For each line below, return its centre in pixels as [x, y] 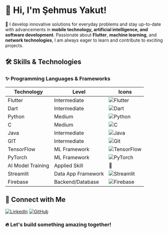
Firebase [18, 182]
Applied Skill [69, 165]
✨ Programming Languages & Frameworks [58, 79]
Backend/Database [76, 182]
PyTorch [18, 157]
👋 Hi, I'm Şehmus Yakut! [56, 10]
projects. [14, 45]
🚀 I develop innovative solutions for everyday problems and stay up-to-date [83, 24]
